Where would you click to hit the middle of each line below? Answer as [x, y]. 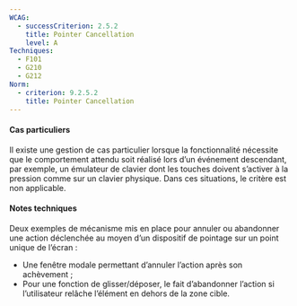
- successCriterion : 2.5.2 [68, 26]
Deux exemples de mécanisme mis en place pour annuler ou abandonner [144, 228]
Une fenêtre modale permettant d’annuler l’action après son [132, 265]
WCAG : [19, 17]
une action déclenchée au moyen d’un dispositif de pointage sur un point [144, 238]
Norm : [19, 84]
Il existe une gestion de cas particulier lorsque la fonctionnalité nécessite [144, 150]
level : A [42, 43]
